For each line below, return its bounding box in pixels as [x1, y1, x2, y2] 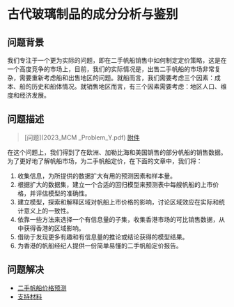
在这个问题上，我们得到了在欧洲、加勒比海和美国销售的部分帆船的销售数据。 [7, 148, 227, 156]
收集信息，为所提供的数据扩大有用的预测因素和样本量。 [17, 172, 176, 180]
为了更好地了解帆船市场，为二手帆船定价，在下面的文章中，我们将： [7, 156, 203, 165]
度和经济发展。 [7, 91, 50, 99]
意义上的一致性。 [23, 207, 73, 215]
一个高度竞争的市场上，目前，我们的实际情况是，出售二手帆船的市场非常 [7, 65, 214, 73]
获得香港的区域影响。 [23, 224, 85, 232]
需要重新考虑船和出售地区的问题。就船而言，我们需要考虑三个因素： [19, 74, 214, 82]
